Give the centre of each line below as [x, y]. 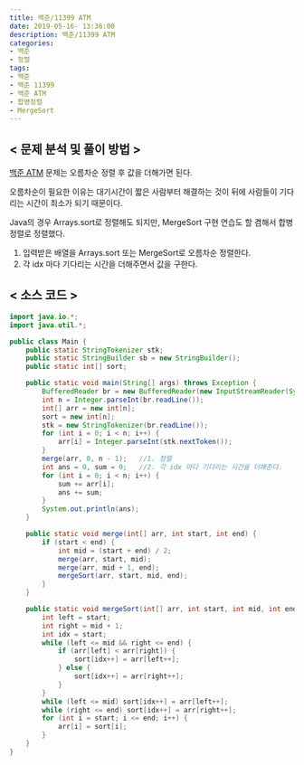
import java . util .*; [48, 325]
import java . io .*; [44, 316]
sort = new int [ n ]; [79, 417]
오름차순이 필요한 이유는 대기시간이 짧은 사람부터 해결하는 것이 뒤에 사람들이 [143, 192]
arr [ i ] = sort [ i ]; [92, 727]
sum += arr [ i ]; [86, 484]
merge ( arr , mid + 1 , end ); [109, 567]
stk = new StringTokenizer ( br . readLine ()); [125, 425]
